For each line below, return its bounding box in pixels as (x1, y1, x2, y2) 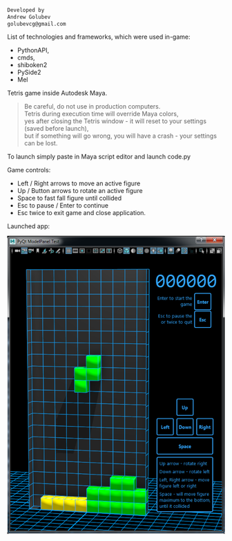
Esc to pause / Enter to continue (17, 201, 109, 210)
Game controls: (7, 166, 51, 174)
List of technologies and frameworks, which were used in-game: (7, 33, 191, 41)
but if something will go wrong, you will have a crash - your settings (23, 131, 217, 140)
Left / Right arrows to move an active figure (17, 179, 141, 187)
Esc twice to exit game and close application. (17, 209, 146, 217)
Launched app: (7, 222, 50, 230)
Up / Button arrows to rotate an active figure (17, 187, 143, 194)
